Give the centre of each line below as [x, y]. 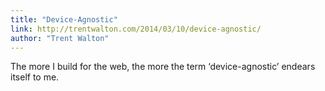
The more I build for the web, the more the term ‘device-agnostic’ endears [163, 67]
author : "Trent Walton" [60, 38]
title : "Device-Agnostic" [64, 19]
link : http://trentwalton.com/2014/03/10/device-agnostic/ [136, 29]
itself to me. [35, 77]
